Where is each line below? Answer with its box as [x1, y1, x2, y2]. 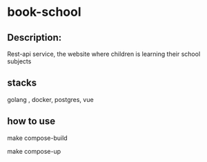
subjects [7, 57, 32, 65]
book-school [7, 4, 81, 20]
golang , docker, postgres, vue [7, 95, 95, 103]
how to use [7, 115, 56, 128]
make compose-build [7, 134, 68, 142]
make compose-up [7, 147, 61, 155]
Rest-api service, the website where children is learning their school [7, 50, 201, 58]
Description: [7, 32, 62, 43]
